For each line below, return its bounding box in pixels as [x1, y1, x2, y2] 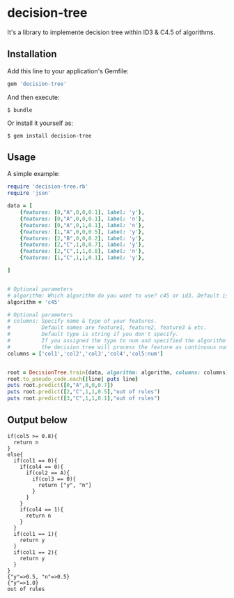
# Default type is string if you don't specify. [7, 330, 179, 338]
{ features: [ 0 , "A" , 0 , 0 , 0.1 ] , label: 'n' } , [19, 215, 145, 222]
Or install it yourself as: [7, 119, 73, 127]
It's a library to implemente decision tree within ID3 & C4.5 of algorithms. [7, 28, 216, 36]
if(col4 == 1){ [19, 506, 64, 513]
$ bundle [7, 106, 33, 113]
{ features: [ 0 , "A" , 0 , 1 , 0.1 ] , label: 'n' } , [19, 221, 145, 228]
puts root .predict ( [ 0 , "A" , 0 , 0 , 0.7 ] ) [7, 382, 114, 389]
